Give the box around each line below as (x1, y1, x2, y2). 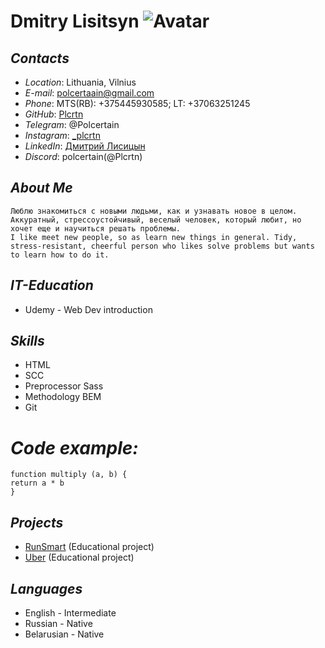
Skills (10, 333, 45, 350)
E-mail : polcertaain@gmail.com (24, 87, 155, 99)
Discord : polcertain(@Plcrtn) (24, 151, 143, 162)
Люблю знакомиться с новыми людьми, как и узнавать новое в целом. (10, 206, 298, 216)
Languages (10, 580, 83, 597)
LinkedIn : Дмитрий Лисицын (24, 140, 146, 152)
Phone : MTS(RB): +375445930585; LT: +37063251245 (24, 98, 251, 109)
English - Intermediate (24, 607, 117, 619)
